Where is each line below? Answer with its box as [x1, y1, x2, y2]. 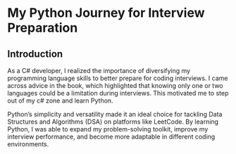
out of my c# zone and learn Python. [7, 96, 114, 105]
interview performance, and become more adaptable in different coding [7, 132, 216, 141]
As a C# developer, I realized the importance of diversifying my [7, 67, 191, 75]
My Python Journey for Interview [7, 5, 206, 21]
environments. [7, 140, 49, 148]
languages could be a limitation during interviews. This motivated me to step [7, 89, 229, 97]
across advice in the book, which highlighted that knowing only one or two [7, 82, 223, 89]
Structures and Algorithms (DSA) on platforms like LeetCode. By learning [7, 117, 219, 126]
